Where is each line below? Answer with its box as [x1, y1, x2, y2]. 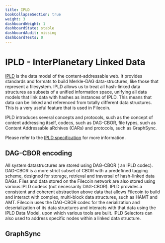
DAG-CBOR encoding [5, 149, 73, 157]
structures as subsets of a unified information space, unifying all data [5, 89, 147, 95]
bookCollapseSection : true [5, 12, 61, 17]
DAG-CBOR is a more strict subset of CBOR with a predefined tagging [5, 167, 148, 173]
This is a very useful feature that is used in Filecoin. [5, 105, 111, 111]
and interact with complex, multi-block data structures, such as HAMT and [5, 194, 158, 200]
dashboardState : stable [5, 26, 55, 31]
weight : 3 [5, 16, 26, 21]
